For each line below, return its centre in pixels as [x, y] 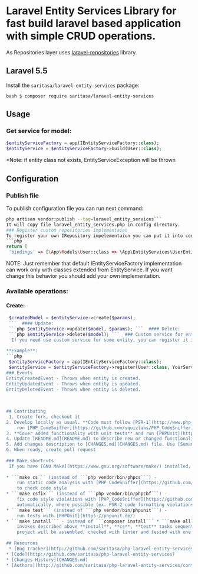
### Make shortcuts [30, 461]
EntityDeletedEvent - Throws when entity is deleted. [74, 389]
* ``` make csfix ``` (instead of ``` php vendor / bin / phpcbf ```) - [87, 494]
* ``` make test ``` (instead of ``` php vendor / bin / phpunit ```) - [87, 510]
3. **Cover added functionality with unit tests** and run [80, 433]
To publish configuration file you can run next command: [75, 208]
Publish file [23, 195]
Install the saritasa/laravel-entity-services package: [73, 85]
